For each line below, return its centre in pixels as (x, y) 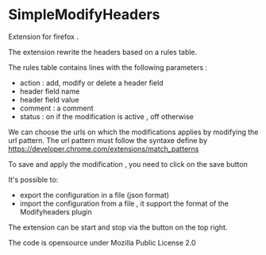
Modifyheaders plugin (56, 211)
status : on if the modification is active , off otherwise (107, 116)
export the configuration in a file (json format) (94, 195)
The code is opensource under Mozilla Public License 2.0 (102, 242)
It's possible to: (33, 180)
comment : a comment (56, 108)
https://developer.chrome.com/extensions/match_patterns (104, 149)
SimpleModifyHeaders (84, 15)
